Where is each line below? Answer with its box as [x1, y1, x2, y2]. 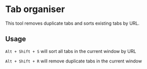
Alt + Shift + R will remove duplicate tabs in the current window [5, 58, 142, 64]
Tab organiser [5, 4, 65, 15]
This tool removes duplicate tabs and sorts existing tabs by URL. [5, 20, 140, 26]
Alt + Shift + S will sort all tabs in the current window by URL [5, 48, 136, 54]
